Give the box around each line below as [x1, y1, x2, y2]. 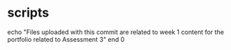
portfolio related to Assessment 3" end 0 [7, 35, 125, 43]
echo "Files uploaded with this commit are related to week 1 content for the [7, 28, 225, 36]
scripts [7, 5, 49, 21]
